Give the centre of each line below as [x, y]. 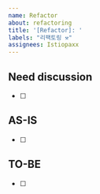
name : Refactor [33, 15]
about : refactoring [40, 23]
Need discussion [50, 77]
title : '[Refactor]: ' [45, 30]
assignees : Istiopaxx [44, 45]
